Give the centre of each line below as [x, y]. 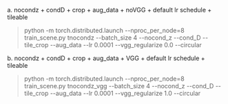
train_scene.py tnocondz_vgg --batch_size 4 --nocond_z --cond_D [119, 86]
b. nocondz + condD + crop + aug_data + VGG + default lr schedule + [106, 58]
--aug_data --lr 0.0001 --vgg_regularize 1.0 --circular [125, 93]
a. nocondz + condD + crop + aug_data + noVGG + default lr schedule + [110, 10]
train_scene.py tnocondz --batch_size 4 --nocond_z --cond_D [112, 38]
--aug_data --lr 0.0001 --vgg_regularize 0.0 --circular [126, 45]
